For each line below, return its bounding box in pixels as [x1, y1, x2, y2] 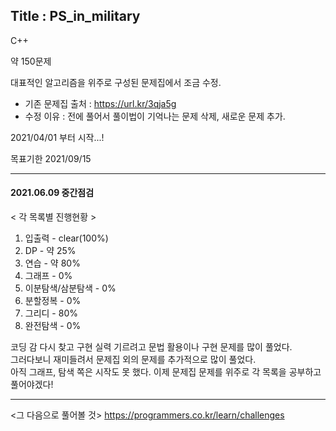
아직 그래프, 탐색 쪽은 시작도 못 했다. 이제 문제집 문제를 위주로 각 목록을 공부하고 [10, 366, 322, 378]
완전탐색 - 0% [24, 320, 82, 332]
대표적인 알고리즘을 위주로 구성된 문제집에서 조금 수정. [10, 76, 222, 88]
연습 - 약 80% [24, 257, 81, 269]
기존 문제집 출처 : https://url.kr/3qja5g [24, 97, 177, 109]
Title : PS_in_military [10, 8, 141, 25]
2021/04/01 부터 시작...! [10, 131, 105, 143]
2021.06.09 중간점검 [10, 187, 95, 199]
